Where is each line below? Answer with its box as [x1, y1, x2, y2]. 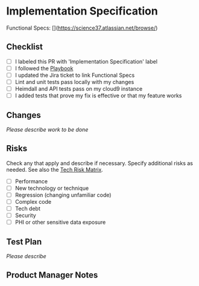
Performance [14, 177, 48, 185]
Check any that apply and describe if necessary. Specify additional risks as [6, 159, 193, 167]
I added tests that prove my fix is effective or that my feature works [14, 92, 182, 99]
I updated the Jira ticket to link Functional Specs [14, 71, 135, 79]
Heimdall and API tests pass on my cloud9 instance [14, 85, 143, 92]
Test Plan [6, 236, 42, 247]
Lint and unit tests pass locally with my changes [14, 78, 134, 85]
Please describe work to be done [6, 126, 89, 133]
